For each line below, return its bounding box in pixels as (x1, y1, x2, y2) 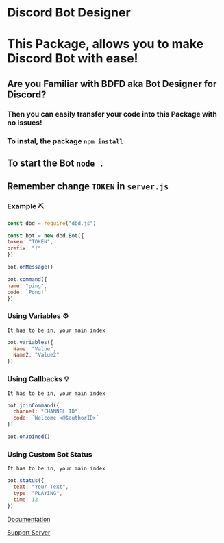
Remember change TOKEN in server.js (7, 180, 169, 193)
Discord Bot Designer (7, 5, 132, 21)
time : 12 (13, 496, 38, 503)
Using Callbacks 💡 (7, 374, 70, 384)
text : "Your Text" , (13, 483, 69, 491)
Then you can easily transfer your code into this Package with (7, 109, 217, 119)
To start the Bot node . (7, 158, 104, 169)
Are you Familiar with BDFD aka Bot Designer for (7, 77, 217, 90)
